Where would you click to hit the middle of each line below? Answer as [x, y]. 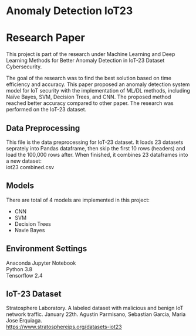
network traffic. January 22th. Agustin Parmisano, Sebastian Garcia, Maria [96, 314]
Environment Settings [47, 249]
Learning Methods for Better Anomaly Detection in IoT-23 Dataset [85, 61]
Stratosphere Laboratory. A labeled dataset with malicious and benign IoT [95, 308]
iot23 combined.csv [30, 167]
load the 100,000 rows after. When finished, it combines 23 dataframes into [97, 154]
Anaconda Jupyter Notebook [41, 263]
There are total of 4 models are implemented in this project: [78, 200]
